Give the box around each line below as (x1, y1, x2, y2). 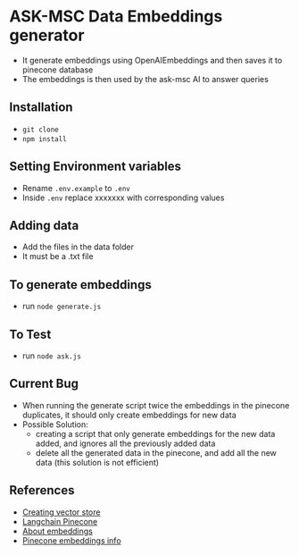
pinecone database (21, 64, 94, 75)
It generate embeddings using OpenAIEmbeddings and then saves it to (21, 55, 283, 65)
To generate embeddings (9, 277, 152, 292)
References (9, 483, 75, 498)
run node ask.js (21, 350, 82, 361)
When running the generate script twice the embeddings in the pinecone (21, 399, 290, 410)
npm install (21, 134, 67, 144)
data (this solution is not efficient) (35, 457, 159, 467)
